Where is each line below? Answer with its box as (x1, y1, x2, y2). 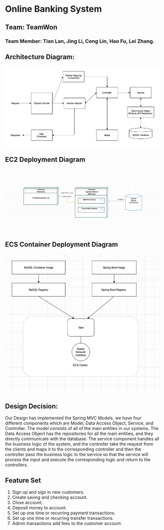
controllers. (5, 462, 28, 468)
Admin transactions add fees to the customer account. (12, 520, 122, 526)
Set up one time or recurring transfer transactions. (12, 515, 114, 521)
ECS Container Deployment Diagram (5, 240, 118, 249)
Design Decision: (5, 402, 58, 410)
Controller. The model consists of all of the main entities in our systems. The (5, 426, 159, 431)
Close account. (12, 499, 43, 505)
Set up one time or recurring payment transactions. (12, 510, 116, 516)
